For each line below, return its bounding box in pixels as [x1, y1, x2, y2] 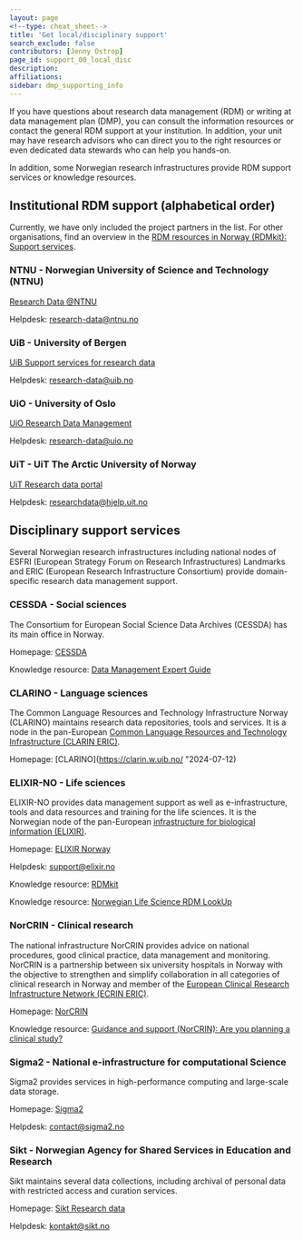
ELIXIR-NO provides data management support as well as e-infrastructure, [9, 797, 288, 808]
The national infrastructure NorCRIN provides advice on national [9, 939, 249, 950]
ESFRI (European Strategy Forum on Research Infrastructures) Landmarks [9, 556, 286, 568]
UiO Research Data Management [9, 418, 132, 429]
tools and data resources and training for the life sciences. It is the [9, 807, 257, 818]
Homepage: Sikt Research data [9, 1203, 125, 1214]
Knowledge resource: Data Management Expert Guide [9, 664, 211, 675]
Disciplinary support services [9, 523, 181, 539]
